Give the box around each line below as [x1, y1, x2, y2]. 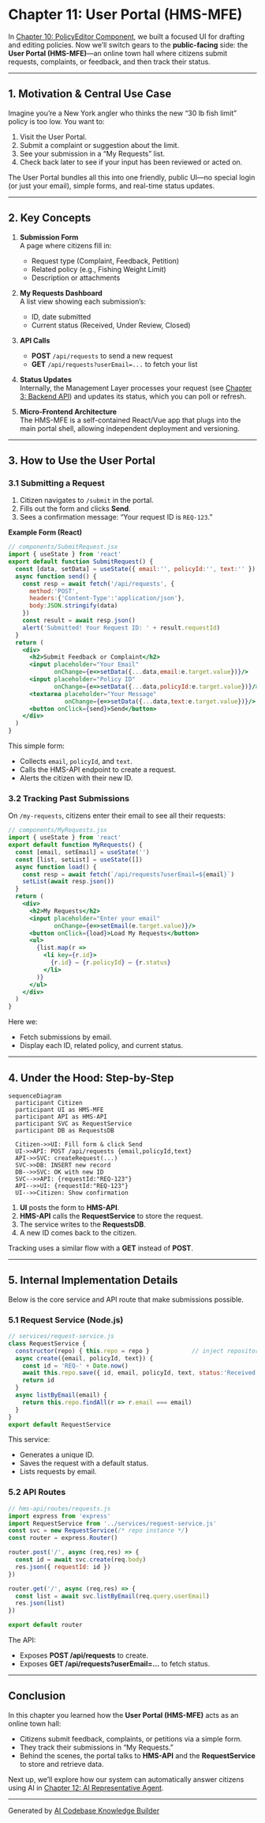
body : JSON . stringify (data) [28, 602, 118, 610]
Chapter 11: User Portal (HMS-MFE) [8, 6, 243, 24]
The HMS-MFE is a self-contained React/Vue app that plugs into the [19, 415, 241, 425]
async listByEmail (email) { [15, 1391, 108, 1399]
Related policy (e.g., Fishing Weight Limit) [31, 264, 167, 274]
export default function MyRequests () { [8, 841, 144, 849]
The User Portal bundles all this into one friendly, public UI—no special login [8, 172, 256, 182]
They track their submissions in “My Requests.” [19, 1742, 174, 1752]
